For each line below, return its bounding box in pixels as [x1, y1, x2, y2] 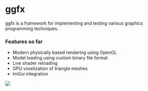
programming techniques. [5, 25, 59, 31]
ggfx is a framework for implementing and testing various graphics [5, 20, 143, 26]
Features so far [5, 38, 43, 45]
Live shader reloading [12, 60, 58, 66]
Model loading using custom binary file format [12, 55, 108, 61]
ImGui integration [12, 71, 49, 77]
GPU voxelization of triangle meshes [12, 65, 88, 71]
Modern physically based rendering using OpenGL [12, 49, 117, 56]
